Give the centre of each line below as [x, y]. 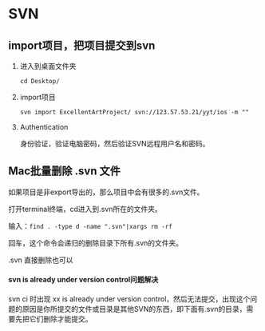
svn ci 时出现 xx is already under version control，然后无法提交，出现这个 [129, 299]
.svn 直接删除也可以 [41, 260]
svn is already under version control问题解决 [83, 280]
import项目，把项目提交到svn [82, 45]
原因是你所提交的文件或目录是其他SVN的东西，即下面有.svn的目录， [134, 309]
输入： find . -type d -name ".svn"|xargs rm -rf [91, 225]
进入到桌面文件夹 [48, 66]
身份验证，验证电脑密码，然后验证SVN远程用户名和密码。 [115, 144]
